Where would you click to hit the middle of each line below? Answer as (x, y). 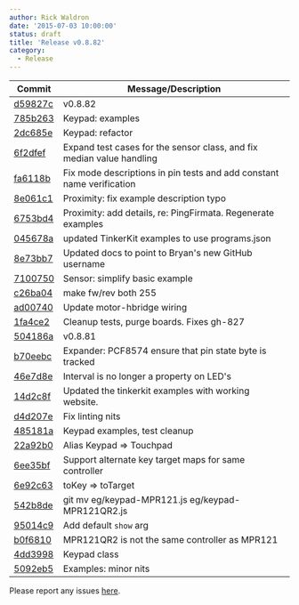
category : (28, 51)
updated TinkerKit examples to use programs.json (167, 238)
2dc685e (33, 133)
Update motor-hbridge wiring (125, 307)
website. (81, 402)
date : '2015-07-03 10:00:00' (63, 26)
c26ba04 (33, 293)
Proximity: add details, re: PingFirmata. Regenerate (168, 213)
